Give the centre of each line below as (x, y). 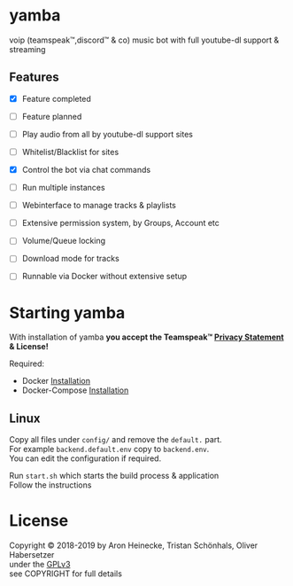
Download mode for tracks (70, 259)
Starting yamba (67, 313)
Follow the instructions (50, 485)
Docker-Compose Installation (75, 390)
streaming (27, 49)
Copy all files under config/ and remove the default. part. (116, 440)
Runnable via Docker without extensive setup (104, 277)
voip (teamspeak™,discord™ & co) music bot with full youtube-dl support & (144, 40)
